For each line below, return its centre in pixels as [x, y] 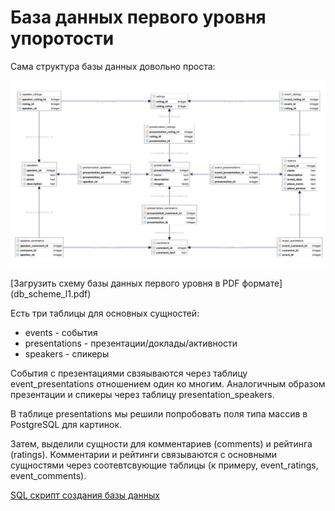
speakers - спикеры [67, 354]
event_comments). [48, 476]
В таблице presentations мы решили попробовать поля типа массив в [159, 414]
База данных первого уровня [138, 17]
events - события [61, 333]
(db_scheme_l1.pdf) [51, 294]
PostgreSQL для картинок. [66, 425]
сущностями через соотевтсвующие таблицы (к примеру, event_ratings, [164, 465]
